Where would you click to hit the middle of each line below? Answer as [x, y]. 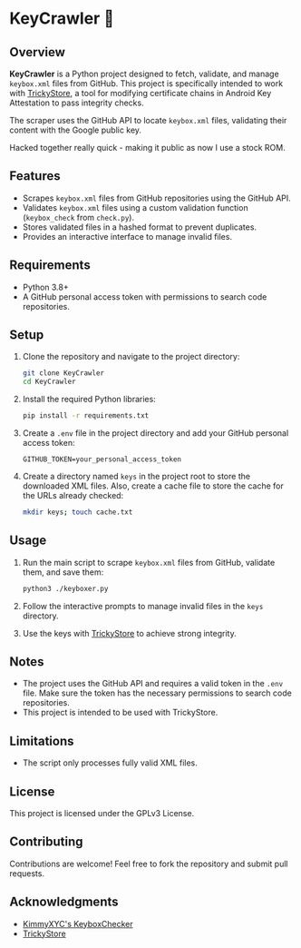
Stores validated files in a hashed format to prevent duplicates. [139, 227]
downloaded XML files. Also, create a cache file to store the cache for [153, 486]
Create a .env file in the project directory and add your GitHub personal [155, 433]
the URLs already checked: [73, 496]
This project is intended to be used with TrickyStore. [120, 713]
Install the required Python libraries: [89, 400]
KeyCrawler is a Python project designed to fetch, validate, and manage [144, 74]
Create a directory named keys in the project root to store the [136, 477]
